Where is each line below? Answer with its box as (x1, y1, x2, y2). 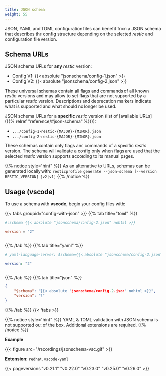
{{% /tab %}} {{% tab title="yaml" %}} (5, 242, 83, 248)
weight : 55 (5, 12, 28, 17)
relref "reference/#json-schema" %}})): (15, 118, 96, 124)
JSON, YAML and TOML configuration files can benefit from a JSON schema (5, 25, 161, 31)
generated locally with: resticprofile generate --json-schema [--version (5, 168, 157, 174)
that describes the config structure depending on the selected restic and (5, 31, 153, 37)
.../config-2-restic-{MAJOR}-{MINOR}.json (12, 134, 101, 139)
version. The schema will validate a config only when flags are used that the (5, 148, 160, 154)
